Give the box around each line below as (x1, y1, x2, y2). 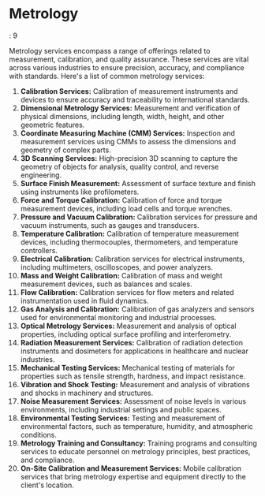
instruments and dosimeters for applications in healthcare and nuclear (20, 346, 249, 356)
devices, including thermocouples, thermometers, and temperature (20, 237, 239, 247)
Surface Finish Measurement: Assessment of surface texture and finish (20, 178, 256, 188)
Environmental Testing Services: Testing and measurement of (20, 413, 226, 423)
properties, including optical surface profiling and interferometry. (20, 329, 232, 339)
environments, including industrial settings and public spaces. (20, 405, 222, 414)
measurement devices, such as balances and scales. (20, 279, 192, 289)
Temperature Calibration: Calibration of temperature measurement (20, 229, 240, 238)
